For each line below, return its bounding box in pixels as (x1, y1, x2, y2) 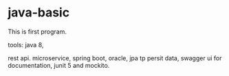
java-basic (8, 5, 70, 21)
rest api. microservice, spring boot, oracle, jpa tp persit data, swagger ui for (8, 53, 222, 62)
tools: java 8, (8, 40, 44, 49)
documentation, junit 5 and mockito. (8, 61, 110, 69)
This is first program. (8, 27, 67, 36)
